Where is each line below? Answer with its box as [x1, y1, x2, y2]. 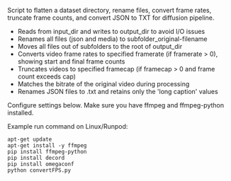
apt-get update [7, 136, 52, 143]
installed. [7, 109, 34, 117]
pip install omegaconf [7, 160, 74, 168]
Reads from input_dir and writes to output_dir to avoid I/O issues [17, 28, 205, 35]
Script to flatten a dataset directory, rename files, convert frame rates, [7, 6, 212, 14]
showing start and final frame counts [17, 57, 125, 66]
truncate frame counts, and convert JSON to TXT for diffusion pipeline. [7, 13, 215, 22]
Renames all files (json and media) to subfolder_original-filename [17, 35, 208, 43]
